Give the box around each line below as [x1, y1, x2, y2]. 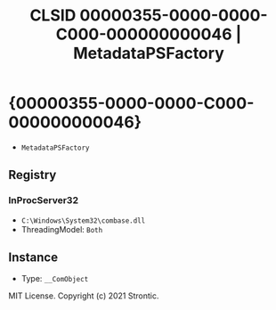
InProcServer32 [8, 194, 79, 207]
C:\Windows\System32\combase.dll [20, 216, 146, 225]
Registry [8, 167, 57, 183]
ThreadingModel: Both [20, 224, 103, 234]
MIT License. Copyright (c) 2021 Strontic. [8, 290, 159, 301]
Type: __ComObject [20, 273, 89, 284]
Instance [8, 250, 59, 265]
